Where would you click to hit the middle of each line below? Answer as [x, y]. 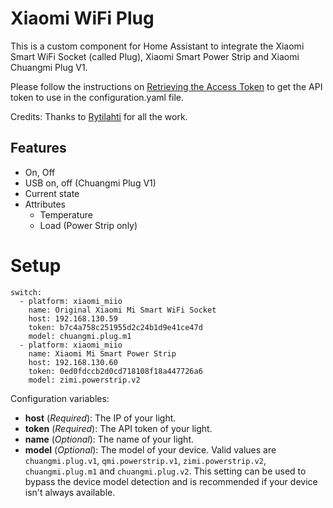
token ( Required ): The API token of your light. [118, 428]
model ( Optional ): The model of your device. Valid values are [150, 449]
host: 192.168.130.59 [73, 318]
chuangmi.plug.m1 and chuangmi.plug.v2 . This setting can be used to [165, 471]
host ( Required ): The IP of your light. [100, 418]
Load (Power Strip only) [88, 225]
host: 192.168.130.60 [73, 362]
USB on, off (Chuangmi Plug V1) [90, 183]
